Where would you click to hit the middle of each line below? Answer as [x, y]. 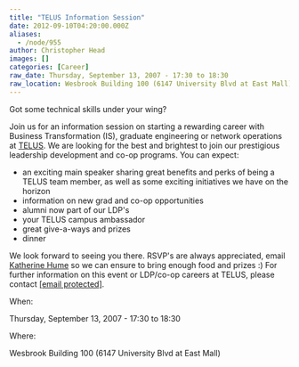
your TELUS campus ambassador [83, 219]
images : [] [29, 59]
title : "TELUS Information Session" [77, 17]
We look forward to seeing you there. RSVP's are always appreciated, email [147, 256]
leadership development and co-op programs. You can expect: [124, 155]
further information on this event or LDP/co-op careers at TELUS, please [142, 274]
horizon [36, 191]
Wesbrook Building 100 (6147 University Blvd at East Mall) [115, 353]
